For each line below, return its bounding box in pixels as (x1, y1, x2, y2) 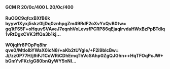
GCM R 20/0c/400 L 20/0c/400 (5, 4, 74, 10)
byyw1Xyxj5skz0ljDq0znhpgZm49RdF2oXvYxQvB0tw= (5, 21, 126, 27)
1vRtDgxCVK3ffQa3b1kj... (5, 31, 61, 37)
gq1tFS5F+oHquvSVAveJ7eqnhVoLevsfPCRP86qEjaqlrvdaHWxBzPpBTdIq (5, 26, 165, 32)
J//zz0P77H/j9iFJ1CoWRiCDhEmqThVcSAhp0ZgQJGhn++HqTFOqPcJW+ (5, 53, 164, 59)
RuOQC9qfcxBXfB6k (5, 15, 50, 21)
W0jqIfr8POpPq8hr (5, 42, 47, 48)
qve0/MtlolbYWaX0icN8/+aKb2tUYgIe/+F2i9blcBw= (5, 47, 119, 53)
